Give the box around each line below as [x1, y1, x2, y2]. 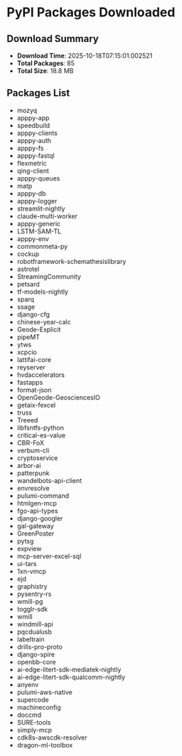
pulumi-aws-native [16, 688, 73, 696]
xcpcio [16, 348, 37, 356]
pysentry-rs [16, 590, 52, 598]
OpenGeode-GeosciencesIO [16, 393, 100, 402]
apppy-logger [16, 196, 58, 205]
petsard [16, 279, 40, 288]
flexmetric [16, 159, 47, 167]
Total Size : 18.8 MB [16, 67, 74, 75]
